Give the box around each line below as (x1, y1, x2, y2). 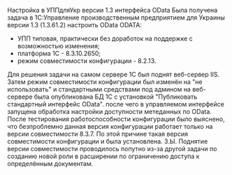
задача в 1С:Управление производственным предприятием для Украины (7, 13, 225, 22)
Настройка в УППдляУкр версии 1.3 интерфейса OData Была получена (7, 6, 218, 14)
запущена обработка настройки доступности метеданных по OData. (7, 108, 212, 115)
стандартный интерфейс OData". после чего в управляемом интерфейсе (7, 100, 225, 108)
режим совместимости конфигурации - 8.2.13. (17, 57, 157, 65)
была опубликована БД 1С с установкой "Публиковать (34, 92, 198, 101)
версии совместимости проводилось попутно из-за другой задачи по (7, 145, 217, 153)
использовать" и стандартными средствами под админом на (7, 85, 191, 93)
